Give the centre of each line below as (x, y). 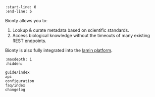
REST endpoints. (29, 41)
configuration (20, 81)
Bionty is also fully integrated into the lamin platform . (59, 50)
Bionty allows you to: (26, 21)
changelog (15, 90)
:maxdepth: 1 (19, 59)
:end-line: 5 (19, 11)
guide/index (17, 72)
